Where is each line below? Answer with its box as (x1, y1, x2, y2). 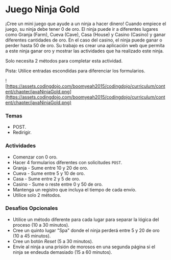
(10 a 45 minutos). (12, 232, 51, 239)
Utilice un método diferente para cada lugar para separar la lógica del (12, 216, 159, 223)
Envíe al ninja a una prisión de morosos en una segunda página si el (12, 244, 156, 250)
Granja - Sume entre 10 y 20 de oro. (12, 165, 88, 171)
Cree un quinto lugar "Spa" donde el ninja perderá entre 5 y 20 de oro (12, 227, 160, 233)
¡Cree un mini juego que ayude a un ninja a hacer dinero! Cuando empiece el (5, 21, 166, 27)
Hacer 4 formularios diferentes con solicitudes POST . (12, 159, 123, 165)
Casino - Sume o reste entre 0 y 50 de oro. (12, 181, 103, 187)
